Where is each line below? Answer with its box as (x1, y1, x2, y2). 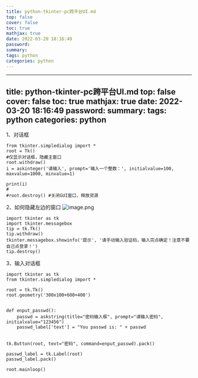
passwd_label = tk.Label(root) (6, 351, 83, 357)
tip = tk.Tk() (6, 226, 41, 232)
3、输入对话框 (6, 260, 41, 267)
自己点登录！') (6, 244, 38, 249)
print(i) (6, 181, 28, 188)
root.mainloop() (6, 367, 46, 373)
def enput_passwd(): (6, 308, 57, 314)
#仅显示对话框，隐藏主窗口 (6, 155, 62, 160)
